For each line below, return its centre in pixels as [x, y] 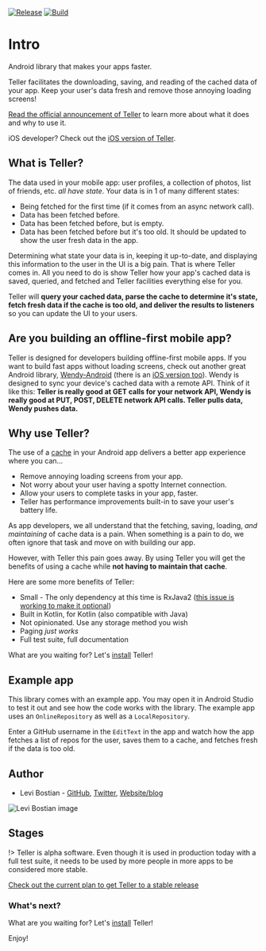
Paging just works [49, 631]
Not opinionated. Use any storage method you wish [104, 623]
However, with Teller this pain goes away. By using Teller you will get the [127, 558]
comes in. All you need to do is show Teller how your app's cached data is [129, 272]
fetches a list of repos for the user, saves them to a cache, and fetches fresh [133, 740]
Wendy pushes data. [43, 408]
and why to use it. [37, 123]
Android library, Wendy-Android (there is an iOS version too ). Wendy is [124, 374]
